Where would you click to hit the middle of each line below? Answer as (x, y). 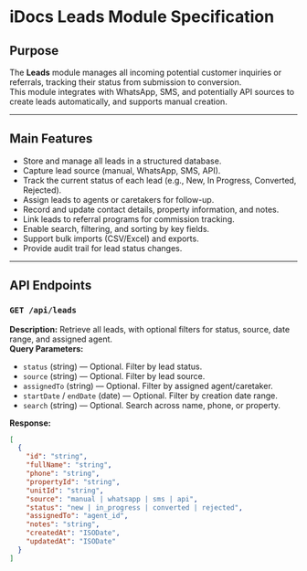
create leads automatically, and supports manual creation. (119, 101)
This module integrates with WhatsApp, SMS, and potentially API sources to (152, 92)
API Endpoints (51, 285)
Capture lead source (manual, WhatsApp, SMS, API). (122, 170)
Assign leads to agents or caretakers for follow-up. (118, 199)
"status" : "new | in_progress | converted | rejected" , (135, 508)
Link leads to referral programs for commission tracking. (128, 219)
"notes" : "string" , (63, 524)
